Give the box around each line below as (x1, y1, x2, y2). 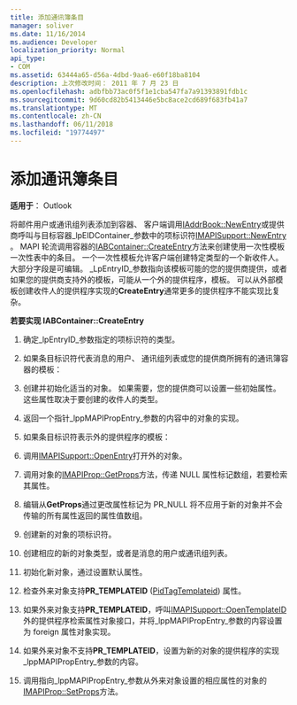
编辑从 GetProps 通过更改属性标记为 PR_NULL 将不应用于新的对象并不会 (22, 499, 283, 509)
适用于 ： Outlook (10, 200, 72, 211)
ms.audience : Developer (10, 37, 98, 47)
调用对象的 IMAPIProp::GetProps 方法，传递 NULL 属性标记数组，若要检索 (22, 469, 288, 479)
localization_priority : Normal (10, 46, 126, 55)
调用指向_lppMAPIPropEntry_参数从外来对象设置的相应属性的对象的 (22, 675, 268, 686)
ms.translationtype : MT (10, 104, 98, 112)
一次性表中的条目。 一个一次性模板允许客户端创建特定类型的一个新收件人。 (10, 252, 284, 262)
